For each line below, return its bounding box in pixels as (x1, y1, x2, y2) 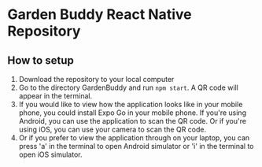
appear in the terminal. (18, 91, 93, 100)
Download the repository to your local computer (18, 75, 175, 83)
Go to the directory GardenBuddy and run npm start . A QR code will (18, 83, 239, 92)
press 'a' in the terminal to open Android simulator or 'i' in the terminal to (18, 142, 254, 150)
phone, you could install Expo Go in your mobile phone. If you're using (18, 108, 247, 117)
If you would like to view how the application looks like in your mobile (18, 100, 243, 109)
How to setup (7, 54, 74, 67)
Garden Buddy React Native (7, 6, 192, 24)
